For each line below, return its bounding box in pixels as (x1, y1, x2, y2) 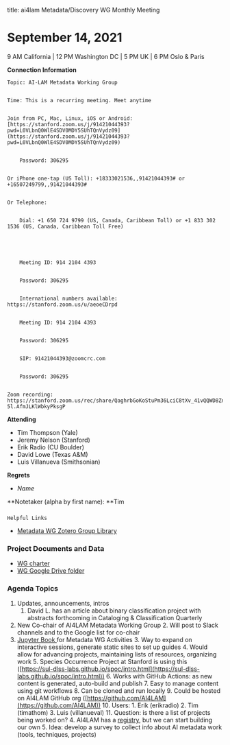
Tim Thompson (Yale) (16, 428, 79, 436)
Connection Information (7, 65, 77, 74)
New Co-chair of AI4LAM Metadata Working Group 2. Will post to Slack (16, 621, 219, 630)
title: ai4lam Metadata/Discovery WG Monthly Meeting (7, 6, 160, 14)
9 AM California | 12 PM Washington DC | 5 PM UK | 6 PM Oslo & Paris (7, 52, 205, 60)
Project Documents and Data (7, 543, 105, 553)
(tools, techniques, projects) (16, 731, 97, 739)
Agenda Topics (7, 584, 58, 593)
